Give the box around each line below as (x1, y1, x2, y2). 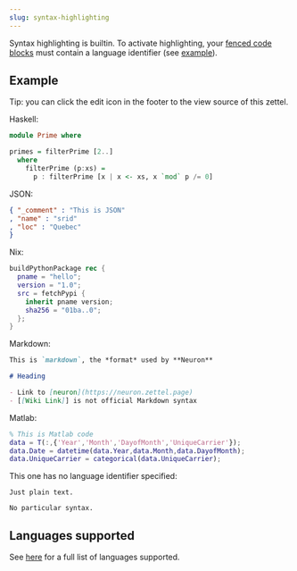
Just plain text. (9, 488, 74, 497)
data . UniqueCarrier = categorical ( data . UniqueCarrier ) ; (9, 455, 221, 464)
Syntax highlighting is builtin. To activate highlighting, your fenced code (9, 38, 272, 48)
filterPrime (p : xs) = (25, 164, 105, 173)
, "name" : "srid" (9, 214, 78, 223)
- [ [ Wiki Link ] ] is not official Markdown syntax (9, 396, 198, 405)
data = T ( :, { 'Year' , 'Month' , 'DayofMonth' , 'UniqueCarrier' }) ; (9, 438, 242, 447)
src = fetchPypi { (17, 289, 87, 298)
